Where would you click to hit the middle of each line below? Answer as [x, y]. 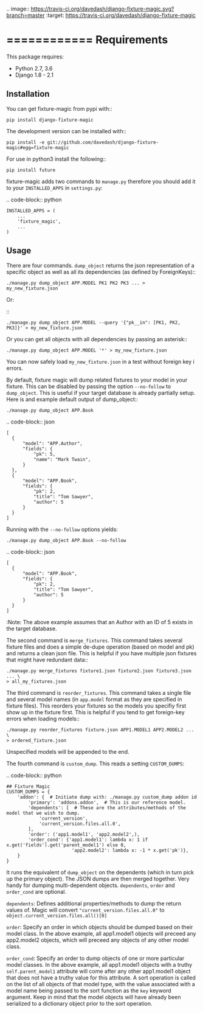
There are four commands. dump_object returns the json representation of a [100, 265]
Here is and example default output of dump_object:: [72, 399]
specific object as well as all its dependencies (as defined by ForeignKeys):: [101, 272]
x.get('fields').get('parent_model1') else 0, [66, 845]
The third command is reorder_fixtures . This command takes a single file [99, 692]
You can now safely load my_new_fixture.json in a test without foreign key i [100, 361]
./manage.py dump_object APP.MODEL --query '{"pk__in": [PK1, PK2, [94, 322]
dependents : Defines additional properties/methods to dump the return [94, 903]
